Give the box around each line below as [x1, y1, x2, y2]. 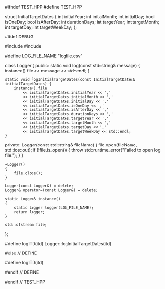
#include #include [5, 43, 42, 49]
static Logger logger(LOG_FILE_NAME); [14, 205, 94, 210]
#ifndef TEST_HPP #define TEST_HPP [5, 4, 82, 10]
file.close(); [14, 171, 43, 176]
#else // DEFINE [5, 250, 37, 256]
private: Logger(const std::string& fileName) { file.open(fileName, [5, 142, 137, 147]
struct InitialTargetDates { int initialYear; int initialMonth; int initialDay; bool [5, 14, 155, 19]
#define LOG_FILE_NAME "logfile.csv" [5, 53, 83, 59]
